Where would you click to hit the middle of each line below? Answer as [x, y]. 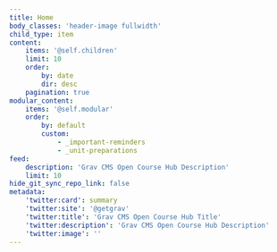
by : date [58, 76]
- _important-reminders [101, 142]
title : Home [31, 17]
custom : [55, 134]
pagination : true [58, 92]
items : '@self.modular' [70, 109]
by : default [64, 126]
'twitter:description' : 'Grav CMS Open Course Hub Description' [147, 225]
